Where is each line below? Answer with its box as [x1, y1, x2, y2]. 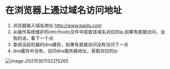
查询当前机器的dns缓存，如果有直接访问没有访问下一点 [12, 41, 129, 47]
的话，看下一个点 [17, 35, 54, 41]
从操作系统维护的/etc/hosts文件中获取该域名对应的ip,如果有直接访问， [12, 28, 161, 34]
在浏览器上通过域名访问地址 [5, 5, 122, 16]
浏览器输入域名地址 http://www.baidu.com [12, 22, 102, 28]
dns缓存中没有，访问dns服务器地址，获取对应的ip [12, 48, 118, 54]
